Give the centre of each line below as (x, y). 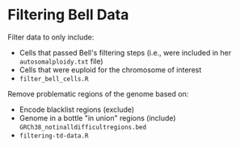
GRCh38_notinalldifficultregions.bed (83, 127)
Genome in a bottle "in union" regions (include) (97, 117)
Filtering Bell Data (68, 15)
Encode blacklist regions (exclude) (77, 109)
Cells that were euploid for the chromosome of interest (110, 69)
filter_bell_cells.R (54, 79)
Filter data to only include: (51, 37)
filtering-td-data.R (54, 136)
